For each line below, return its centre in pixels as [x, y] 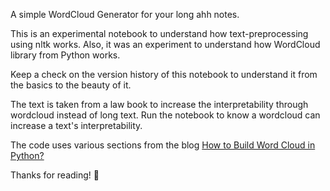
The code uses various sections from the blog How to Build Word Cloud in [163, 145]
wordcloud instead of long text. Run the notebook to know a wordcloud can [165, 115]
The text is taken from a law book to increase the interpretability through [159, 104]
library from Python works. [65, 55]
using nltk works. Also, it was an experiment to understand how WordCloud [165, 44]
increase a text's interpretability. [76, 125]
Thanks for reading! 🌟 [55, 175]
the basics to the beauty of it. [71, 85]
